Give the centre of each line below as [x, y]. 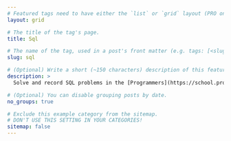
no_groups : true [30, 101]
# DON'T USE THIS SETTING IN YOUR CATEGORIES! [75, 120]
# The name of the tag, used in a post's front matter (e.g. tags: [106, 51]
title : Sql [23, 39]
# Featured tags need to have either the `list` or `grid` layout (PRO [112, 13]
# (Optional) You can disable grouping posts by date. [87, 95]
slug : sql [21, 58]
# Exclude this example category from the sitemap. [82, 114]
